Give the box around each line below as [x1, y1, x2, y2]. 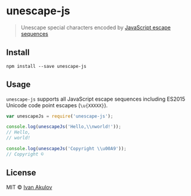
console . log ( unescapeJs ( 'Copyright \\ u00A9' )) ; [6, 146, 127, 152]
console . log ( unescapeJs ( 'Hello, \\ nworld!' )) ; [6, 124, 121, 130]
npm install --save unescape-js [6, 63, 87, 69]
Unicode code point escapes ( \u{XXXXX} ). [6, 101, 108, 108]
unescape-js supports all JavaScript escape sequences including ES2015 [6, 95, 186, 102]
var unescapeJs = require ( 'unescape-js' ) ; [6, 113, 113, 119]
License [6, 168, 36, 178]
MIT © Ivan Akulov [6, 183, 53, 191]
